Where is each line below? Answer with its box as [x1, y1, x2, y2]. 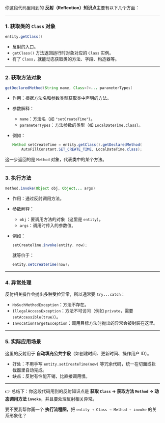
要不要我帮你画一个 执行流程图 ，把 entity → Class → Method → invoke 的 [5, 406, 152, 412]
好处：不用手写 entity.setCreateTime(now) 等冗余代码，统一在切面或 [12, 361, 152, 367]
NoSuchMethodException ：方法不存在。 [12, 302, 89, 308]
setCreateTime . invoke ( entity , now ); [12, 243, 87, 248]
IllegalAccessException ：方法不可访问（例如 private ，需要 [12, 308, 134, 314]
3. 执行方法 [5, 174, 31, 181]
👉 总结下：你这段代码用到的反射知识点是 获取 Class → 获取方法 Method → [5, 388, 154, 394]
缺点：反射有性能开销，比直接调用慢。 [12, 373, 90, 379]
